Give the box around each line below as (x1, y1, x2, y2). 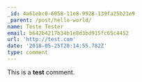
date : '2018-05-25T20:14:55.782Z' (7, 42, 108, 49)
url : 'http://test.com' (7, 36, 77, 43)
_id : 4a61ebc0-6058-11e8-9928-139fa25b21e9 (7, 10, 136, 17)
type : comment (7, 49, 49, 56)
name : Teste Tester (7, 23, 64, 30)
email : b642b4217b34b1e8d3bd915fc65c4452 (7, 29, 129, 37)
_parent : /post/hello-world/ (7, 17, 92, 24)
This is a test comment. (7, 67, 75, 76)
